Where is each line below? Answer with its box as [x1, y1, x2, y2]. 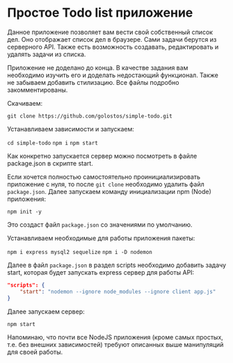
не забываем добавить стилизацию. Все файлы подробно [7, 78, 179, 86]
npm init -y [7, 208, 42, 215]
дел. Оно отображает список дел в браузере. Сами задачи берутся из [7, 35, 217, 43]
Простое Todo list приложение [7, 5, 193, 21]
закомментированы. [7, 86, 68, 94]
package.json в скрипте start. [7, 159, 94, 168]
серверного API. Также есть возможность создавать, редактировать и [7, 42, 219, 51]
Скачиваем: [7, 99, 43, 107]
